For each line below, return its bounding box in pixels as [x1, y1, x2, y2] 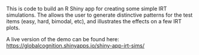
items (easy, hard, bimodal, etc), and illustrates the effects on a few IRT [6, 18, 182, 25]
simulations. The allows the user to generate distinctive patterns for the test [6, 11, 193, 19]
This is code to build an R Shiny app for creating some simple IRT [6, 5, 167, 12]
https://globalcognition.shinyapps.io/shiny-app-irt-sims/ [6, 42, 145, 49]
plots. [6, 24, 20, 31]
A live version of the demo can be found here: [6, 36, 120, 42]
